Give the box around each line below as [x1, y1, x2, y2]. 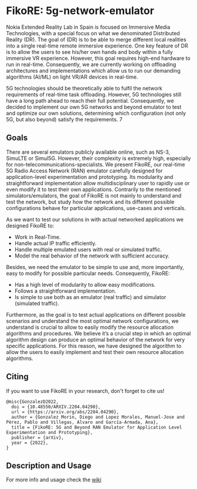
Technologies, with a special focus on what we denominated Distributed [6, 29, 180, 36]
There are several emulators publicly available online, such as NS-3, [6, 148, 171, 155]
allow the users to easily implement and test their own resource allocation [6, 348, 184, 355]
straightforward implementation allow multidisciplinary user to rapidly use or [6, 179, 190, 186]
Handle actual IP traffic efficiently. [14, 239, 97, 247]
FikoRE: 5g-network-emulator [6, 4, 154, 18]
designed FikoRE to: [6, 222, 55, 229]
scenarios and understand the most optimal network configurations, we [6, 317, 179, 324]
